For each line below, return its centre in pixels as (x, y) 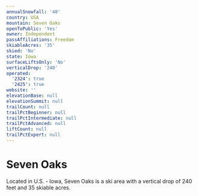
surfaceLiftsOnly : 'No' (36, 62)
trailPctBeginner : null (36, 112)
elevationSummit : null (35, 101)
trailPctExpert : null (34, 135)
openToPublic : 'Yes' (32, 29)
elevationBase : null (32, 96)
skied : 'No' (21, 51)
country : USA (23, 17)
